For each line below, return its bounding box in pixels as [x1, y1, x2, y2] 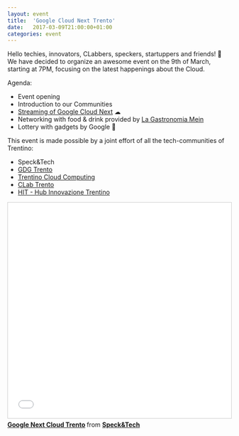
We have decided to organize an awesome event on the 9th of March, [7, 58, 211, 66]
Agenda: [7, 79, 33, 87]
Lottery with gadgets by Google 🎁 [17, 122, 116, 132]
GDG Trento [17, 165, 53, 174]
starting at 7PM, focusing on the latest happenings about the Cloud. [7, 65, 206, 73]
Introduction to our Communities [17, 100, 113, 109]
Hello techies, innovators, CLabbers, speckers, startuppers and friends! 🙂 [7, 50, 222, 58]
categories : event [7, 30, 62, 38]
